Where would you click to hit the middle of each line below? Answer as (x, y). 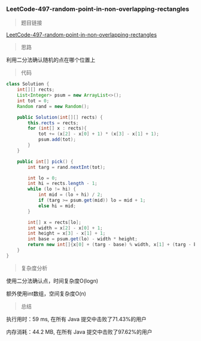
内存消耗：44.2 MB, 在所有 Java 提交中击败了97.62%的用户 (79, 331)
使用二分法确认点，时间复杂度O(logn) (52, 280)
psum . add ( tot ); (57, 140)
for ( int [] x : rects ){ (57, 128)
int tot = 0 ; (33, 101)
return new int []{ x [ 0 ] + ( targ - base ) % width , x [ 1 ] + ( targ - (109, 245)
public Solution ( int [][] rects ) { (60, 117)
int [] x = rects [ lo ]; (55, 222)
